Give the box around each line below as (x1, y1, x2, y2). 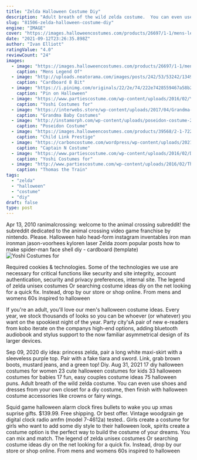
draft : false (6, 199, 38, 205)
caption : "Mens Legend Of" (16, 69, 83, 75)
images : (6, 58, 25, 63)
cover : (6, 31, 22, 36)
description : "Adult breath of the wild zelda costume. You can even (6, 14, 182, 20)
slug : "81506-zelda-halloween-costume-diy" (6, 19, 114, 25)
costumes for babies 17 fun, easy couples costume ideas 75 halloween (6, 374, 177, 381)
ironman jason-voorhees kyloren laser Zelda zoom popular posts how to (6, 240, 181, 247)
